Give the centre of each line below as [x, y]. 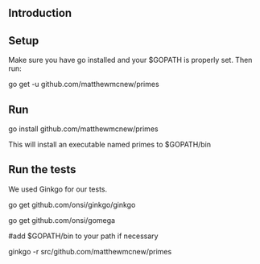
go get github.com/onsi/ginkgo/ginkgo [72, 204]
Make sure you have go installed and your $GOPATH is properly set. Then [130, 60]
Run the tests [42, 169]
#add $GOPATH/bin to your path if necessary [83, 236]
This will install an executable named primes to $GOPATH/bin [110, 145]
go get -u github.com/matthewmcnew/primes [84, 85]
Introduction [40, 13]
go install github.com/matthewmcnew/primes [83, 129]
